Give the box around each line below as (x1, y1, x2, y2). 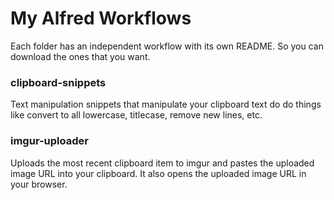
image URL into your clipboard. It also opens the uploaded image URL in (10, 167, 307, 179)
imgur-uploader (10, 134, 89, 148)
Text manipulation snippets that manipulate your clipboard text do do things (10, 98, 322, 111)
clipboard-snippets (10, 75, 107, 89)
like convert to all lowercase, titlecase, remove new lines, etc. (10, 109, 263, 121)
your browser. (10, 178, 68, 190)
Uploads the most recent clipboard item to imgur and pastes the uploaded (10, 157, 315, 169)
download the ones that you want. (10, 50, 151, 62)
